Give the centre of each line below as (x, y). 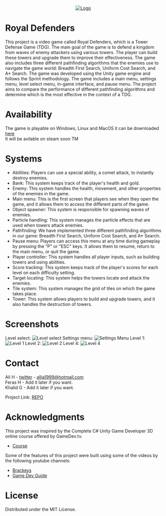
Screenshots (32, 324)
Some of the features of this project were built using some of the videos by (82, 455)
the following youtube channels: (38, 460)
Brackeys (22, 470)
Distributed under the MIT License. (41, 509)
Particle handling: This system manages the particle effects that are (81, 220)
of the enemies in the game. (41, 193)
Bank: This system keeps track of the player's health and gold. (76, 183)
